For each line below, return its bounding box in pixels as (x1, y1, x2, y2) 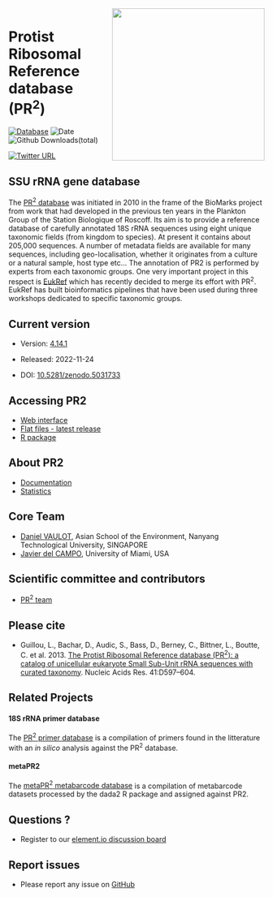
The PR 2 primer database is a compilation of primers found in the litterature (8, 731, 261, 742)
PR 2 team (19, 593, 53, 605)
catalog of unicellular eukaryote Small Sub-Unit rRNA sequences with (19, 658, 253, 668)
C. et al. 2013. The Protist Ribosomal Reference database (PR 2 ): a (19, 649, 240, 660)
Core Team (8, 510, 65, 524)
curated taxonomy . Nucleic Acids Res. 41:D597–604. (19, 667, 196, 677)
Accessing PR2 (8, 394, 87, 408)
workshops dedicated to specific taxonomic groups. (8, 294, 183, 304)
